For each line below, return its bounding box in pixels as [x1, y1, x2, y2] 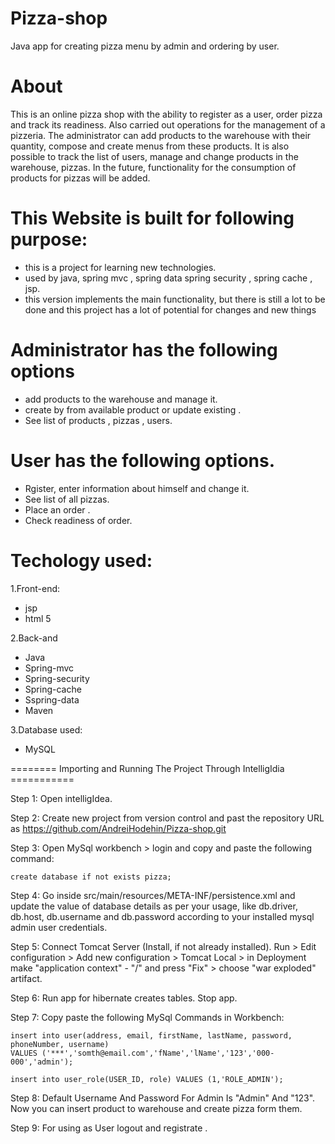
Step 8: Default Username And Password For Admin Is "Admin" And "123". [10, 1092, 316, 1104]
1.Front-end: [10, 582, 61, 594]
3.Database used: [10, 723, 83, 736]
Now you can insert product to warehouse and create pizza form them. [10, 1102, 303, 1114]
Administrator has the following [10, 339, 278, 361]
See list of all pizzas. [24, 493, 110, 505]
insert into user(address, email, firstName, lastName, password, [10, 1030, 293, 1041]
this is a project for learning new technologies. [24, 261, 217, 273]
